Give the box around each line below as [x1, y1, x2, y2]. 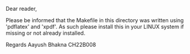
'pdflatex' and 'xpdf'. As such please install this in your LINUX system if [5, 23, 185, 30]
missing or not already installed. [5, 29, 86, 37]
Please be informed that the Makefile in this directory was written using [5, 17, 184, 23]
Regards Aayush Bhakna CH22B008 [5, 41, 97, 48]
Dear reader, [5, 5, 37, 12]
